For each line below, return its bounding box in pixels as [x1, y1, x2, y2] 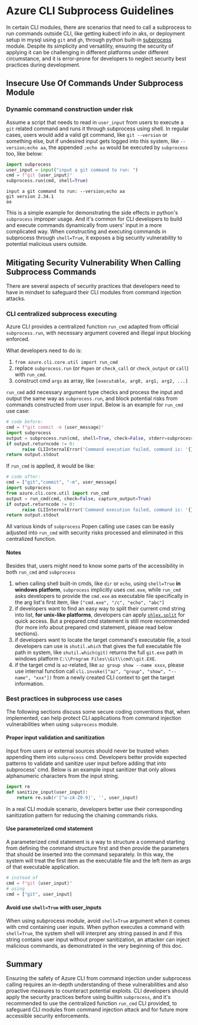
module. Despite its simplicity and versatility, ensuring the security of [6, 42, 174, 50]
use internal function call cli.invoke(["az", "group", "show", [14, 668, 166, 675]
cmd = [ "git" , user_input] [6, 891, 72, 897]
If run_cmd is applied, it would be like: [6, 462, 95, 469]
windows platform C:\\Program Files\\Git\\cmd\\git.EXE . [14, 655, 157, 662]
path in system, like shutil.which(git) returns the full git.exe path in [14, 649, 183, 656]
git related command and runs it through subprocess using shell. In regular [6, 125, 189, 132]
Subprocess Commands [6, 267, 97, 277]
